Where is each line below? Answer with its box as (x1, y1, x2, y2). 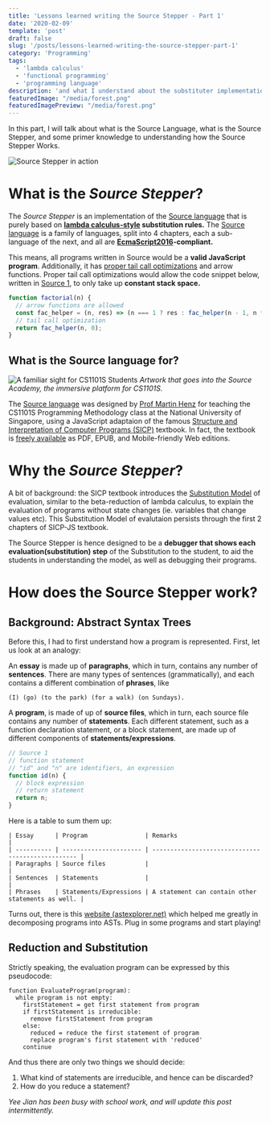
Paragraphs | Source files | (15, 860, 149, 868)
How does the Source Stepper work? (8, 583, 258, 602)
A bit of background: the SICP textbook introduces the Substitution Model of (8, 488, 261, 498)
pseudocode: (8, 971, 52, 980)
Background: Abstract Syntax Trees (8, 615, 191, 629)
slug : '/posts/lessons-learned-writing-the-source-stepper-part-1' (8, 42, 239, 50)
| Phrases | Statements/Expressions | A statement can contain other (8, 888, 257, 897)
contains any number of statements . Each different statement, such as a (8, 716, 249, 726)
